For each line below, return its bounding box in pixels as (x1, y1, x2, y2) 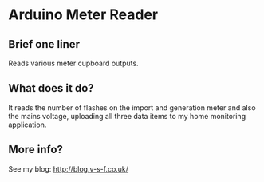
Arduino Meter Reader (8, 6, 158, 24)
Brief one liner (8, 38, 81, 51)
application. (8, 120, 47, 129)
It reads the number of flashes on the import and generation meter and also (8, 102, 257, 113)
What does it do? (8, 81, 94, 95)
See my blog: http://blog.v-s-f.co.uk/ (8, 164, 129, 173)
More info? (8, 143, 64, 156)
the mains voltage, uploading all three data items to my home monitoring (8, 111, 246, 121)
